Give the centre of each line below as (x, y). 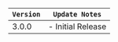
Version (26, 14)
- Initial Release (77, 26)
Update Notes (77, 14)
